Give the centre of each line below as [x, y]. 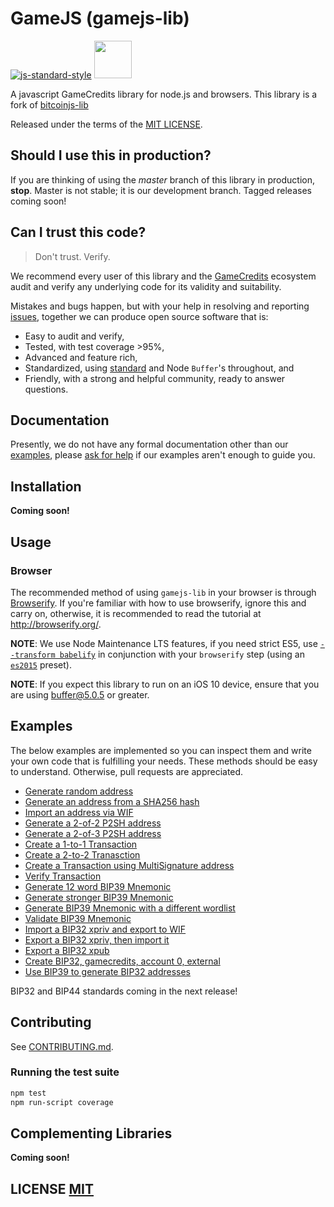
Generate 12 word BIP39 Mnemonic [98, 886]
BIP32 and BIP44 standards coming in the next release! [124, 991]
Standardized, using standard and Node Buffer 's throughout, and [159, 368]
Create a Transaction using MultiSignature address [129, 865]
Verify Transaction [63, 876]
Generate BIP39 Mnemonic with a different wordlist [130, 908]
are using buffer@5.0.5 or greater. [80, 694]
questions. [46, 389]
